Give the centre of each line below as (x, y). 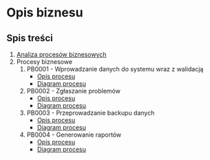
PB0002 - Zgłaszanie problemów (74, 91)
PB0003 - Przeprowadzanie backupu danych (91, 113)
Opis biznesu (45, 13)
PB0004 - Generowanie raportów (74, 135)
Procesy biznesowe (44, 62)
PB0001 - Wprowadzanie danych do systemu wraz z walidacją (115, 69)
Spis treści (30, 38)
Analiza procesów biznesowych (61, 54)
